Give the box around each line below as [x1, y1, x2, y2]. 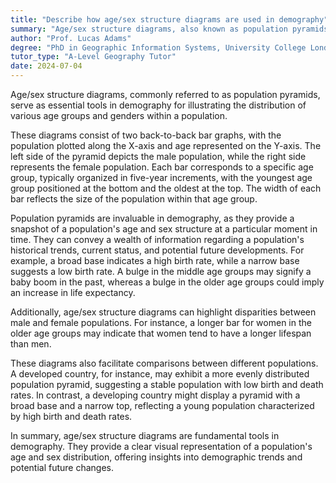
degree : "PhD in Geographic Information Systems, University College [10, 42, 307, 53]
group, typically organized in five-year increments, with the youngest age [10, 172, 313, 183]
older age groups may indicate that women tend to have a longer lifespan [10, 327, 312, 339]
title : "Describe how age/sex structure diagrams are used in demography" [10, 14, 329, 25]
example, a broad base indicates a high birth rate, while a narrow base [10, 255, 300, 266]
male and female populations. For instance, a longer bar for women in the [10, 317, 312, 328]
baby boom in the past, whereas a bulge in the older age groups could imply [10, 276, 325, 288]
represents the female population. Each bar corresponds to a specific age [10, 161, 314, 173]
